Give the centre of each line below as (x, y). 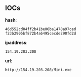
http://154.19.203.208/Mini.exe (38, 70)
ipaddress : (16, 42)
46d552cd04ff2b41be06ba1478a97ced (41, 29)
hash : (11, 20)
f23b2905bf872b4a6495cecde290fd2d (41, 33)
